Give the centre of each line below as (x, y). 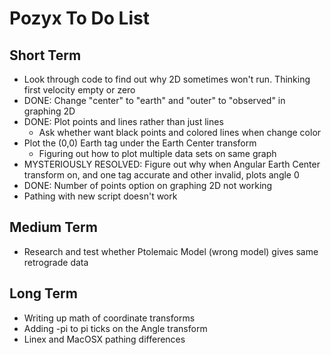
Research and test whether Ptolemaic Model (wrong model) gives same (171, 251)
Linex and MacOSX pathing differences (104, 339)
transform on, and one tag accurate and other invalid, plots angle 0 (161, 175)
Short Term (45, 55)
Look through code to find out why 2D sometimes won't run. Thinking (167, 79)
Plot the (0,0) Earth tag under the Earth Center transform (140, 143)
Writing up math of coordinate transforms (109, 318)
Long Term (43, 293)
